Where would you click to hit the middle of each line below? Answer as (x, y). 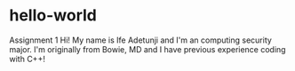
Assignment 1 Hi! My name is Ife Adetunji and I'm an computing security (141, 40)
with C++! (28, 59)
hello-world (53, 16)
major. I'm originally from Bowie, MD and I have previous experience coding (147, 49)
